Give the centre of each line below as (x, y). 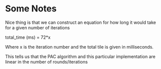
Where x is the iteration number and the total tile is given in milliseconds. (80, 47)
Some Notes (31, 9)
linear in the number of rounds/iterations (46, 62)
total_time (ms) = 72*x (28, 37)
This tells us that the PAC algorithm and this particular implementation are (80, 56)
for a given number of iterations (38, 27)
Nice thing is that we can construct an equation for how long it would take (81, 22)
